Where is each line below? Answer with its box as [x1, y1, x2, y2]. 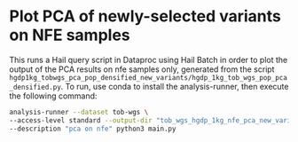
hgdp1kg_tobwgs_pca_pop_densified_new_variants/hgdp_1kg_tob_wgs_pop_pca [9, 73, 288, 82]
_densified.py [9, 83, 62, 91]
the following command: [9, 91, 98, 101]
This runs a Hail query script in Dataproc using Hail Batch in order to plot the [9, 54, 288, 65]
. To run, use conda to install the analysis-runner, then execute [60, 81, 289, 91]
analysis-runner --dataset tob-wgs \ [9, 107, 149, 116]
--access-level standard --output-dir [9, 115, 153, 125]
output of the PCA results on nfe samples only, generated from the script [9, 64, 275, 75]
